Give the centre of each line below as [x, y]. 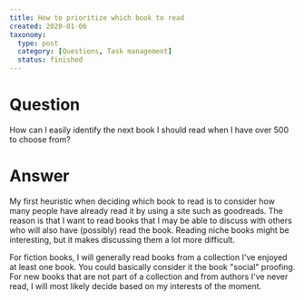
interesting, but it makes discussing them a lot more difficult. [123, 239]
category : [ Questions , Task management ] [95, 52]
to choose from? [40, 139]
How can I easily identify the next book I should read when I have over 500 [149, 130]
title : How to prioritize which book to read [97, 18]
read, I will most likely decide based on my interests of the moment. [136, 285]
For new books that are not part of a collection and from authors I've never [149, 276]
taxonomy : [28, 34]
